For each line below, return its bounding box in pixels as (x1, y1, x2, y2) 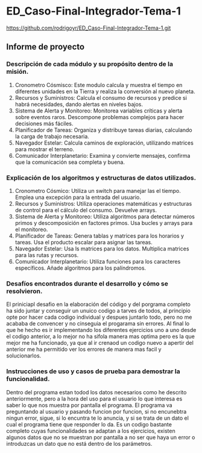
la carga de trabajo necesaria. (14, 132, 89, 140)
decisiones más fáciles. (14, 120, 74, 127)
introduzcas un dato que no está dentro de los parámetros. (6, 440, 153, 447)
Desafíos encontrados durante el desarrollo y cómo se (6, 279, 169, 288)
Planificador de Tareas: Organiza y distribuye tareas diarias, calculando (14, 126, 192, 134)
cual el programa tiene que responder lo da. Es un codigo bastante (6, 420, 172, 428)
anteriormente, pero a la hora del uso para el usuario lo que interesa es (6, 395, 183, 402)
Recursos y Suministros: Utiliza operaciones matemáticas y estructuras (14, 200, 192, 207)
